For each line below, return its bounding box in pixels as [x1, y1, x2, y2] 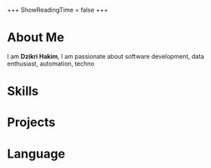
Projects [7, 115, 56, 130]
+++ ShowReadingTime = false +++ [7, 6, 108, 14]
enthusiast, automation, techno [7, 59, 95, 68]
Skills [7, 83, 39, 99]
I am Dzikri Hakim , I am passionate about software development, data [7, 52, 204, 60]
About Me [7, 30, 64, 45]
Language [7, 146, 66, 161]
